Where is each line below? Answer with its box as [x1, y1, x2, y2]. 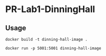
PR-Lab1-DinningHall [5, 4, 95, 15]
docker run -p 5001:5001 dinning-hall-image [5, 46, 101, 51]
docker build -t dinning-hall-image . [5, 37, 88, 42]
